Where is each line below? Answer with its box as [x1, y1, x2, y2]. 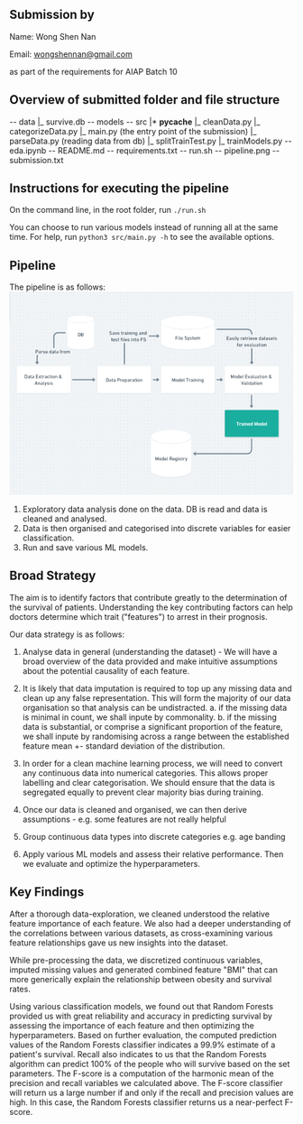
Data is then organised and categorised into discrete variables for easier [22, 522, 291, 533]
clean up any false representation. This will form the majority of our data [22, 692, 291, 703]
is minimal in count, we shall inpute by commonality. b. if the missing [22, 712, 278, 723]
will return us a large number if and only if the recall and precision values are [9, 1087, 294, 1098]
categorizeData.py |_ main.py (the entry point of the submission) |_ [9, 125, 257, 136]
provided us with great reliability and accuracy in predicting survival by [9, 1010, 273, 1021]
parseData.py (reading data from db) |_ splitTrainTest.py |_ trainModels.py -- [9, 135, 292, 146]
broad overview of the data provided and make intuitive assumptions [22, 656, 278, 667]
